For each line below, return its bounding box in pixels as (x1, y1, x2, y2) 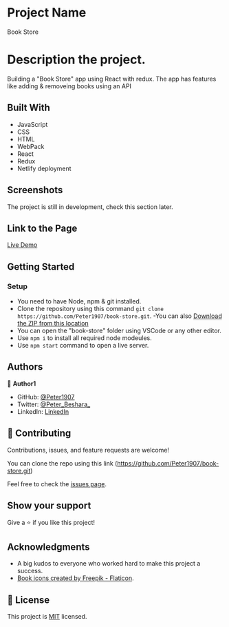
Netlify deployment (17, 164, 72, 172)
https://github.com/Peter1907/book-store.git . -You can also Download (17, 312, 222, 320)
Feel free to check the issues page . (7, 479, 107, 488)
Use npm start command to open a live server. (17, 341, 149, 349)
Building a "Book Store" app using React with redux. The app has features (7, 74, 217, 83)
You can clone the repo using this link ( (7, 459, 118, 467)
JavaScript (17, 120, 48, 128)
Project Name (7, 5, 87, 21)
